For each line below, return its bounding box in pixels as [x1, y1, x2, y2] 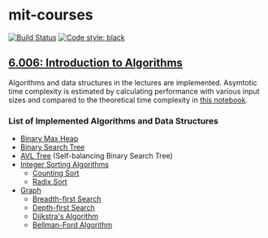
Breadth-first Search [32, 194, 102, 204]
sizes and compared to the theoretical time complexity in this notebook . [8, 95, 249, 105]
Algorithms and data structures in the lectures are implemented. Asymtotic [8, 77, 257, 87]
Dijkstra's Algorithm [32, 211, 99, 221]
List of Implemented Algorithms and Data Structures [8, 115, 219, 127]
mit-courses [8, 6, 93, 24]
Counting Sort [32, 168, 80, 178]
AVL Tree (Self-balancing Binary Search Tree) [19, 151, 173, 161]
